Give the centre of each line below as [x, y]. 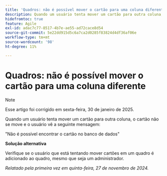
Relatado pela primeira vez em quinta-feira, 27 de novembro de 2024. [77, 168]
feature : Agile [21, 24]
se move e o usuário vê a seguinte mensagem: [53, 124]
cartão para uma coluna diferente [76, 86]
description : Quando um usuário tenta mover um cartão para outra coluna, [84, 14]
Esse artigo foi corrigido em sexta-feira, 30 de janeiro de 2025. [70, 109]
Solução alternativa [26, 143]
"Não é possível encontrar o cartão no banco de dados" [63, 134]
